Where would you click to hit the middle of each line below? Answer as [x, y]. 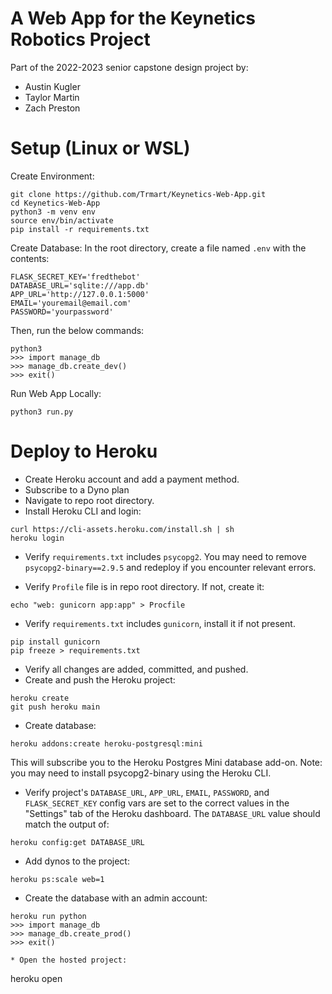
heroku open [36, 978]
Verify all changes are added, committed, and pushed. [136, 669]
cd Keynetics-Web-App [55, 203]
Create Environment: [52, 176]
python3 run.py [42, 412]
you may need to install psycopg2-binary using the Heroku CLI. [141, 773]
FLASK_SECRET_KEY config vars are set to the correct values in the [157, 803]
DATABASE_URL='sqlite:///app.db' [80, 285]
